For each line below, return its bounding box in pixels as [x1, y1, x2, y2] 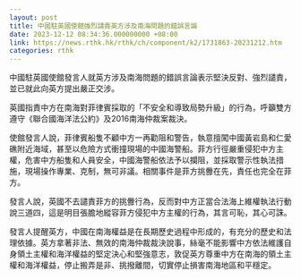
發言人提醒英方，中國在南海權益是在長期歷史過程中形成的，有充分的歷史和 [9, 226, 284, 237]
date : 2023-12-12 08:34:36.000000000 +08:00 [9, 30, 178, 38]
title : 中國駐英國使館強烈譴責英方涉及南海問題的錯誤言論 [9, 21, 198, 30]
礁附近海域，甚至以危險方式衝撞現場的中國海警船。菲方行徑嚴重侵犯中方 [9, 144, 276, 155]
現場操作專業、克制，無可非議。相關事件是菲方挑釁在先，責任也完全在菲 [24, 166, 292, 177]
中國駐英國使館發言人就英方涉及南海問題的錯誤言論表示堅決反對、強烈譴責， [9, 72, 292, 83]
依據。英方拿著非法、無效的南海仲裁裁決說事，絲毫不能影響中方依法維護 [16, 238, 284, 249]
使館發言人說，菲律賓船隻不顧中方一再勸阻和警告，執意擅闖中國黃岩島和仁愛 [9, 132, 292, 143]
